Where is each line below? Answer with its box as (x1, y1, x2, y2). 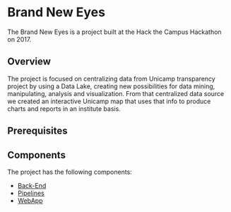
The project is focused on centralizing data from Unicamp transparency (7, 74, 215, 83)
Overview (7, 56, 52, 68)
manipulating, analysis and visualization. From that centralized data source (7, 89, 225, 98)
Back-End (17, 181, 47, 189)
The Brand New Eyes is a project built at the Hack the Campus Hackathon (7, 28, 222, 36)
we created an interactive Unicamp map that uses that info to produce (7, 97, 211, 105)
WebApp (17, 196, 43, 205)
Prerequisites (7, 125, 68, 137)
